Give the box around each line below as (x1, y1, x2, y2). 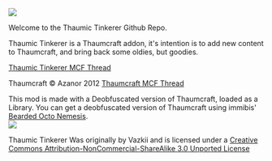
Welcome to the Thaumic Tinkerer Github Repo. (8, 23, 168, 32)
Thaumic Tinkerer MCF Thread (8, 63, 111, 72)
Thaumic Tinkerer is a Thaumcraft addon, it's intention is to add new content (8, 39, 264, 48)
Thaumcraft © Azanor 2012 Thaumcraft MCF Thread (8, 78, 184, 88)
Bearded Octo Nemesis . (8, 112, 89, 121)
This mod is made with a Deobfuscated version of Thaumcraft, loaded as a (8, 94, 258, 104)
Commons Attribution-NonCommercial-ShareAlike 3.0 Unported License (8, 144, 250, 153)
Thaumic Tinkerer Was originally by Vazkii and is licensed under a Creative (8, 135, 258, 145)
